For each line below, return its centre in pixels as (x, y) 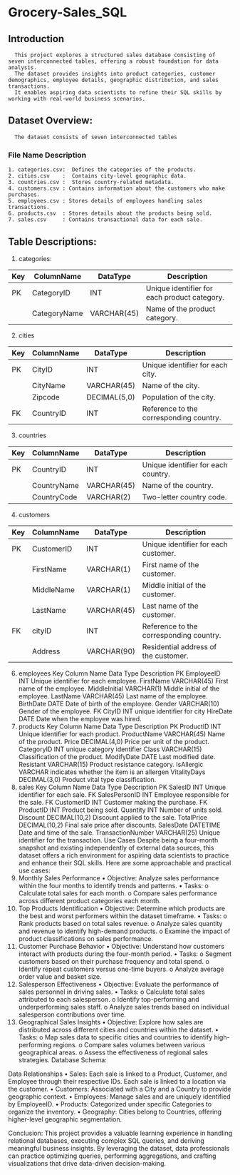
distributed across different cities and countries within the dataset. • (119, 1029)
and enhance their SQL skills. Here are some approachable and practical (125, 863)
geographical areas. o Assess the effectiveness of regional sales (113, 1052)
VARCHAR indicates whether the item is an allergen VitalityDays (112, 772)
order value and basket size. (60, 976)
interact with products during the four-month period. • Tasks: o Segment (125, 954)
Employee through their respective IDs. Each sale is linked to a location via (117, 1081)
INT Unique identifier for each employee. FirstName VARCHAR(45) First (123, 681)
